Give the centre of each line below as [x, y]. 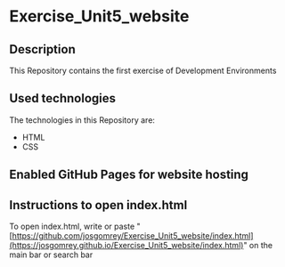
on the [261, 246]
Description [42, 49]
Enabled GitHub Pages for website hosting [129, 175]
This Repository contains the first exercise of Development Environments [143, 70]
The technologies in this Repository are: [82, 120]
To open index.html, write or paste [72, 227]
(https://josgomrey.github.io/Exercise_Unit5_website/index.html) [126, 246]
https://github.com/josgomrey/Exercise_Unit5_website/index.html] [133, 236]
